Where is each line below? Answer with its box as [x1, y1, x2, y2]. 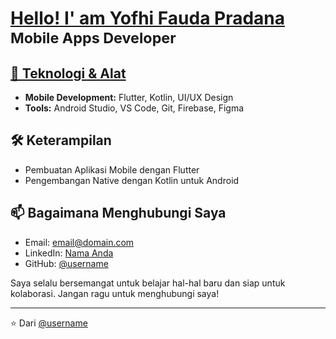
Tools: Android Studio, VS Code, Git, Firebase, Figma [24, 102, 245, 114]
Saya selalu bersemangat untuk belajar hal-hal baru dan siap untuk [10, 277, 286, 289]
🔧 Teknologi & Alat [10, 65, 127, 82]
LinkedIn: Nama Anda [24, 247, 114, 259]
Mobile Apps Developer [10, 28, 177, 48]
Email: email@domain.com [24, 236, 135, 248]
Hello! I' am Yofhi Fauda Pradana [10, 7, 286, 30]
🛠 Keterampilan [10, 132, 112, 149]
